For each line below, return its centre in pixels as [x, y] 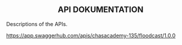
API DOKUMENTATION [101, 10]
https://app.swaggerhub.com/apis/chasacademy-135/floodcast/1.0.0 [91, 36]
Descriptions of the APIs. [37, 24]
